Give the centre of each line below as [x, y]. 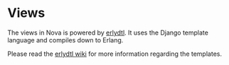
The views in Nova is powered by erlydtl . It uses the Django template [108, 32]
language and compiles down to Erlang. [65, 40]
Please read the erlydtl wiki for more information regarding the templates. [115, 54]
